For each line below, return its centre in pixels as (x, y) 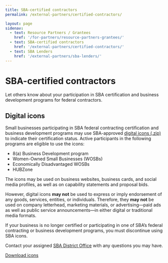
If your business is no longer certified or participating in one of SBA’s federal (84, 225)
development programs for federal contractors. (54, 100)
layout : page (19, 24)
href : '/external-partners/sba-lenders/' (58, 56)
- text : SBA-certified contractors (47, 42)
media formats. (21, 215)
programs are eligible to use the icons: (45, 144)
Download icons (22, 255)
